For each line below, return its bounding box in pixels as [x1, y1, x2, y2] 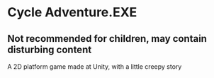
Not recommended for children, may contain [7, 33, 208, 45]
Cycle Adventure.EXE [7, 4, 137, 21]
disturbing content [7, 43, 92, 55]
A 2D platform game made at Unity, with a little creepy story [7, 62, 182, 71]
